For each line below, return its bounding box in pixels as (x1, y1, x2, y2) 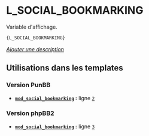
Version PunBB (6, 81, 51, 89)
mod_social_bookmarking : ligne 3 (14, 123, 95, 130)
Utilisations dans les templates (6, 63, 124, 73)
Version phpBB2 (6, 109, 55, 118)
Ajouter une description (6, 45, 65, 52)
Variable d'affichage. (6, 23, 58, 30)
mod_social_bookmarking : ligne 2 (14, 94, 95, 101)
